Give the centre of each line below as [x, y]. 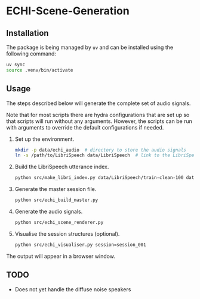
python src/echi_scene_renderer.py [59, 223]
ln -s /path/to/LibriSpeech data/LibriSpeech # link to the [93, 155]
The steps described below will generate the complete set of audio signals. [99, 103]
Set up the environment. [44, 139]
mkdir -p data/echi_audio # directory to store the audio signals [100, 150]
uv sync [16, 64]
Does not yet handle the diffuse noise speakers [73, 289]
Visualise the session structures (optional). [67, 233]
